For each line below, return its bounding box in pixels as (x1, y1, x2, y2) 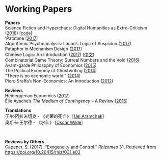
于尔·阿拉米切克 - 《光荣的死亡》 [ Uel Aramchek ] (5, 113, 104, 119)
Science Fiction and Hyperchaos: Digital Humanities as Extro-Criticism (5, 25, 148, 30)
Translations (5, 107, 31, 113)
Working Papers (5, 3, 72, 15)
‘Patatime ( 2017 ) (5, 35, 38, 41)
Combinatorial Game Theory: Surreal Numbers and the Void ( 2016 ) (5, 57, 140, 63)
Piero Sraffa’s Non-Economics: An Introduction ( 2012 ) (5, 78, 114, 84)
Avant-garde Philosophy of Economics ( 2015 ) (5, 62, 97, 68)
